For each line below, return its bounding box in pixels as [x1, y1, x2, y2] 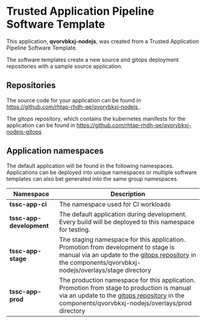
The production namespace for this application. [59, 276, 196, 284]
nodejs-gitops [6, 127, 42, 135]
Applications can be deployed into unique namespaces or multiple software [6, 169, 197, 176]
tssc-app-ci [9, 200, 47, 208]
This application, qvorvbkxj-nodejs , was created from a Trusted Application [6, 37, 199, 45]
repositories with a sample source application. [6, 63, 123, 70]
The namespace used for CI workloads [59, 200, 171, 208]
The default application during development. [59, 210, 187, 218]
